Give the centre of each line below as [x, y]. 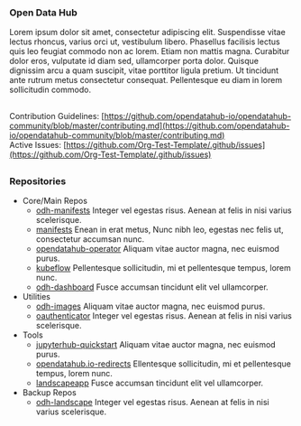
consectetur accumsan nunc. [90, 239]
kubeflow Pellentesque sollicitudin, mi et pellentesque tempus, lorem [163, 268]
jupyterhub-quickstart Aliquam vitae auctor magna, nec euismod [156, 345]
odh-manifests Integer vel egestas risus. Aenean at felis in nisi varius [164, 210]
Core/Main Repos [55, 201]
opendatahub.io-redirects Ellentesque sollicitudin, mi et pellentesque [163, 364]
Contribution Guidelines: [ [57, 116]
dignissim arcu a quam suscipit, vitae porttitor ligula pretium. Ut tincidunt [144, 70]
